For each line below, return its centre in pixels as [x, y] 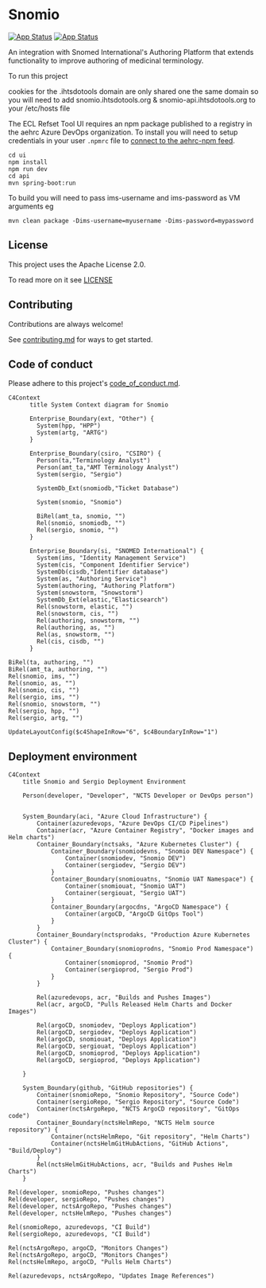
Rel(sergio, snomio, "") [78, 531]
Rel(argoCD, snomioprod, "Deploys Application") [119, 1053]
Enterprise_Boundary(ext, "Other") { [92, 419]
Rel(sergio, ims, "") [44, 698]
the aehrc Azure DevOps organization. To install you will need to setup [123, 132]
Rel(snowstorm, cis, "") [78, 614]
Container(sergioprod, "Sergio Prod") [129, 970]
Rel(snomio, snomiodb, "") [81, 523]
